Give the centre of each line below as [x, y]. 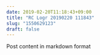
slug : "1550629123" [31, 23]
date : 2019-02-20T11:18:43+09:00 [49, 12]
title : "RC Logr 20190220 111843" [51, 18]
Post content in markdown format [48, 46]
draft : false [23, 29]
